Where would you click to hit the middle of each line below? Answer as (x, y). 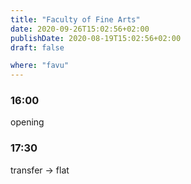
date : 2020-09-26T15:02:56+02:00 (80, 29)
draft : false (37, 47)
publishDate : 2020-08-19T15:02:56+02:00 (96, 38)
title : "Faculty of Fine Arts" (75, 19)
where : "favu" (40, 66)
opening (27, 122)
